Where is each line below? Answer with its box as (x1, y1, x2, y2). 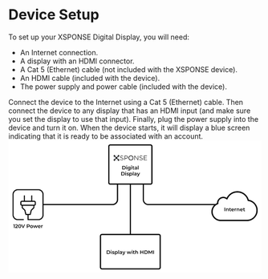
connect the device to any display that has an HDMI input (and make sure (8, 106, 251, 115)
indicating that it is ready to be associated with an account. (8, 131, 203, 141)
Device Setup (8, 6, 99, 24)
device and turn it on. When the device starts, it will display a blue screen (8, 123, 250, 132)
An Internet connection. (19, 47, 99, 57)
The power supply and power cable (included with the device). (19, 82, 227, 91)
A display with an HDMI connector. (19, 56, 135, 66)
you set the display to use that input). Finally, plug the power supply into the (8, 114, 259, 123)
